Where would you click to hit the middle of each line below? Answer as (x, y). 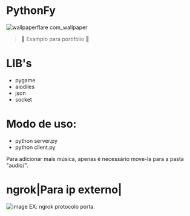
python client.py (35, 147)
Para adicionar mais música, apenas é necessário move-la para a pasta (95, 159)
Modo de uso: (41, 124)
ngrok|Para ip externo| (64, 190)
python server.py (36, 140)
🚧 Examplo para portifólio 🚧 (55, 39)
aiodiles (25, 87)
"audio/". (17, 165)
